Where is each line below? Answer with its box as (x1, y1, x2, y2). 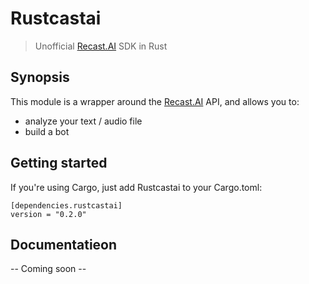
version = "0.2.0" (10, 209, 87, 219)
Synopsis (10, 69, 70, 86)
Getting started (10, 155, 108, 172)
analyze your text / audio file (24, 115, 143, 127)
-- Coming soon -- (10, 263, 87, 275)
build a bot (24, 125, 70, 137)
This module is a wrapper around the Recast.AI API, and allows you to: (10, 95, 300, 107)
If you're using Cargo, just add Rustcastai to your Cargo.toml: (10, 181, 263, 193)
